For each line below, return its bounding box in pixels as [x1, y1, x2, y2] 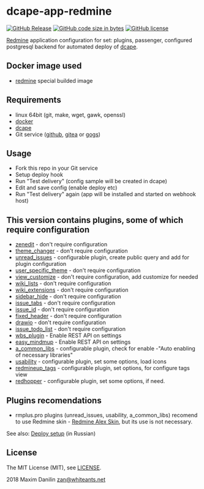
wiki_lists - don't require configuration [15, 280, 111, 287]
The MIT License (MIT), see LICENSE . [6, 464, 102, 471]
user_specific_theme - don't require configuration [15, 267, 141, 274]
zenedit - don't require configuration [15, 241, 108, 248]
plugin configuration [15, 260, 67, 268]
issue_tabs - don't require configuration [15, 299, 115, 307]
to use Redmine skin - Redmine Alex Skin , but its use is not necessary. [15, 418, 193, 425]
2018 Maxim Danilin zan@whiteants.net [6, 476, 106, 483]
